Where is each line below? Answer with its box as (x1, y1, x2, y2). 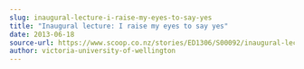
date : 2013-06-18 (9, 30, 75, 39)
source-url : (9, 38, 54, 47)
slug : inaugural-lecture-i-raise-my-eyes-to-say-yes (9, 13, 213, 22)
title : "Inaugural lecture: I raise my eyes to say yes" (9, 22, 229, 30)
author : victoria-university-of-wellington (9, 47, 176, 56)
